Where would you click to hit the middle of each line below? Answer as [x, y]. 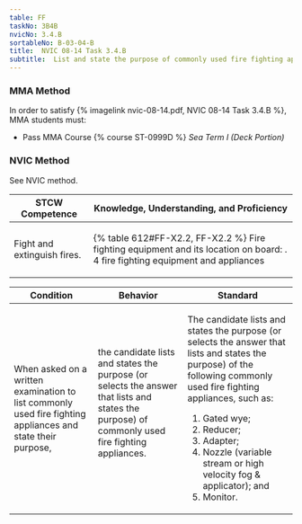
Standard [238, 295]
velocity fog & [231, 475]
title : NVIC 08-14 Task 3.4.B [68, 51]
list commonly [44, 403]
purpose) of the [221, 364]
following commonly [230, 376]
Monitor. [220, 497]
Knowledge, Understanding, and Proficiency [191, 208]
